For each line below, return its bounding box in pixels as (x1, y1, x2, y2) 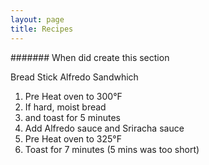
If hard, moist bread (24, 101, 107, 113)
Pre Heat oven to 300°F (24, 90, 123, 102)
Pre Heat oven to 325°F (24, 132, 122, 145)
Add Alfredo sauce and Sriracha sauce (24, 122, 185, 134)
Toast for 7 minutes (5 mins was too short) (24, 143, 200, 155)
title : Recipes (10, 24, 74, 34)
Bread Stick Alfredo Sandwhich (10, 71, 139, 83)
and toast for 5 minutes (24, 111, 121, 123)
